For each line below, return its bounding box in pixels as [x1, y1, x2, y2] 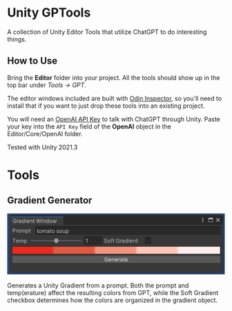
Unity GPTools [7, 5, 91, 21]
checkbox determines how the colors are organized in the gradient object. [7, 296, 218, 304]
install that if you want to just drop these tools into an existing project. [7, 102, 205, 110]
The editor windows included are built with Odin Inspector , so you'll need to [7, 94, 222, 102]
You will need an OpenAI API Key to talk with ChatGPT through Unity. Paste [7, 115, 221, 123]
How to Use [7, 55, 58, 67]
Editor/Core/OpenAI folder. [7, 129, 83, 138]
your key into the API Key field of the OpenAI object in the [7, 122, 171, 131]
